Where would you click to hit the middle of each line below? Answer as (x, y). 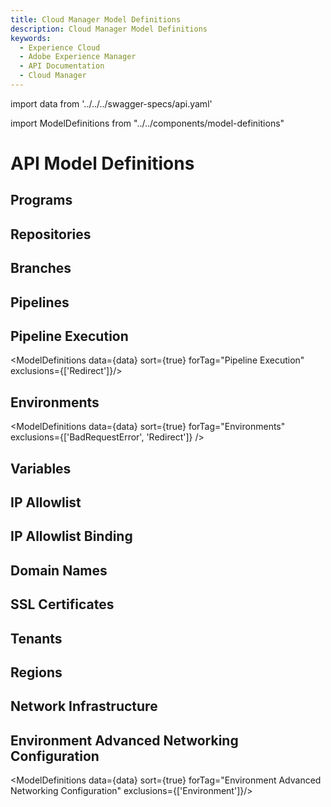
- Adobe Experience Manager (78, 57)
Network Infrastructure (84, 706)
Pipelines (40, 302)
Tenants (36, 638)
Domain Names (59, 570)
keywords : (31, 38)
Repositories (51, 234)
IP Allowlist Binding (71, 536)
